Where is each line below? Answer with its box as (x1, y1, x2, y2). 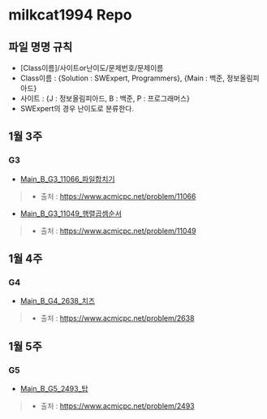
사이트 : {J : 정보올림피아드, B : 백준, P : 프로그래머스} (19, 93, 191, 103)
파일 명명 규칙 (8, 40, 73, 54)
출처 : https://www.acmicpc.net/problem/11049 (40, 226, 196, 235)
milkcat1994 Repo (8, 6, 132, 24)
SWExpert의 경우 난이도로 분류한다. (19, 104, 134, 113)
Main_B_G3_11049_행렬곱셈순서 (19, 209, 122, 218)
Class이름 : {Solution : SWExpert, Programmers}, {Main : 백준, (19, 73, 226, 83)
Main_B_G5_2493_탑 (19, 384, 88, 394)
